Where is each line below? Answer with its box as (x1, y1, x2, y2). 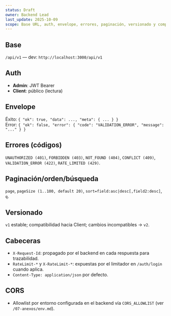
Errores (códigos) (5, 141, 62, 149)
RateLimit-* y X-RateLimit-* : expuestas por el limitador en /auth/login (12, 260, 162, 267)
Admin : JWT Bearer (12, 82, 55, 88)
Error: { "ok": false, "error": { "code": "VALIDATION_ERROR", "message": (5, 121, 164, 127)
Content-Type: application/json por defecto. (12, 271, 108, 278)
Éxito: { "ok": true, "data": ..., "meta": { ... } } (5, 116, 119, 122)
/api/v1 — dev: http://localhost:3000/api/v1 (5, 54, 103, 60)
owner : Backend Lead (5, 12, 49, 17)
